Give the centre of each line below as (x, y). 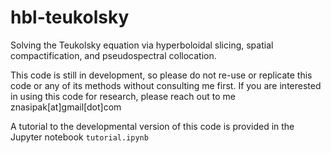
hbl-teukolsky (70, 17)
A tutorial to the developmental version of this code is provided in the (152, 126)
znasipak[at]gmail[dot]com (66, 107)
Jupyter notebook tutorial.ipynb (79, 137)
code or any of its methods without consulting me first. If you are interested (166, 85)
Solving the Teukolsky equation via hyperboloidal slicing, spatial (142, 45)
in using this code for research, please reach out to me (123, 96)
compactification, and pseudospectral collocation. (113, 55)
